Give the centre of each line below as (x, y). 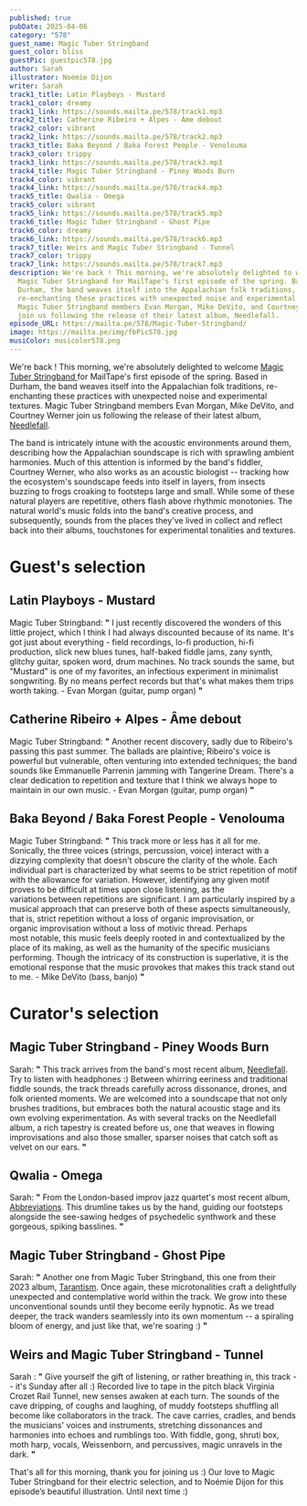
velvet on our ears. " (48, 1147)
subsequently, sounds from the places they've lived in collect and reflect (146, 520)
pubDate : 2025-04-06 (49, 27)
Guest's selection (78, 567)
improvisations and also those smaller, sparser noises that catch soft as (144, 1137)
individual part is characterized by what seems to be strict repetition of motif (153, 870)
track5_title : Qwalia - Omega (67, 196)
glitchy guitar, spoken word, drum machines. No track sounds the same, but (152, 661)
